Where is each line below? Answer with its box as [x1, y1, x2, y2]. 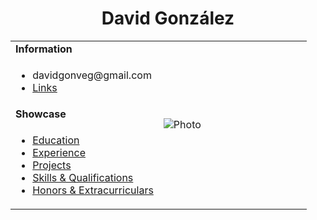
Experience [32, 145, 86, 159]
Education [32, 133, 80, 147]
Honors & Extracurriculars [32, 183, 154, 197]
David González [101, 7, 235, 30]
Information [15, 42, 73, 56]
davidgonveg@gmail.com [32, 68, 152, 82]
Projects [32, 158, 72, 172]
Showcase [15, 107, 67, 121]
